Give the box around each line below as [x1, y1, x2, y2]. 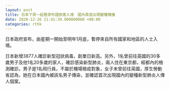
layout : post [5, 7, 33, 13]
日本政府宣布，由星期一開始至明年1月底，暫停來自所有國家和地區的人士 [5, 36, 153, 42]
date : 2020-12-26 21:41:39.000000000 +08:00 [5, 17, 101, 22]
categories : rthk [5, 21, 42, 27]
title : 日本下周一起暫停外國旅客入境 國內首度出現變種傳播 [5, 12, 115, 17]
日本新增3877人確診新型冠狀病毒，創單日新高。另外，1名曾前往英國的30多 [5, 53, 161, 59]
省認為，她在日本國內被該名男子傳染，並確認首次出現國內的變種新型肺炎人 [5, 72, 160, 78]
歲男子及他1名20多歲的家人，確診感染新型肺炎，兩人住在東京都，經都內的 [5, 59, 159, 66]
